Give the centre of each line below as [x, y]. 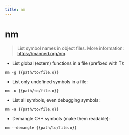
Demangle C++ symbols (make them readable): [61, 118]
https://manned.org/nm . [42, 53]
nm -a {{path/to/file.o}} [32, 109]
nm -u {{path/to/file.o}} [32, 91]
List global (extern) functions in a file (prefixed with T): [68, 63]
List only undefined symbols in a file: [50, 81]
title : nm [15, 10]
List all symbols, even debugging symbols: [56, 100]
